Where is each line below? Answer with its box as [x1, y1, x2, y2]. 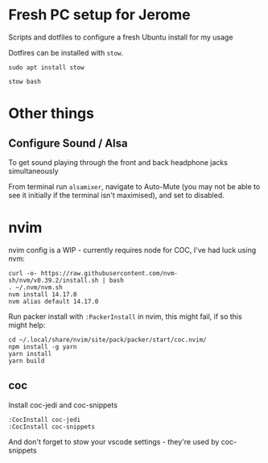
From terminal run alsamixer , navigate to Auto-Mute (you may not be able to [8, 181, 261, 191]
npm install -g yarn [8, 342, 78, 351]
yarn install [8, 349, 52, 358]
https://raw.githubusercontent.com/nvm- [40, 269, 179, 277]
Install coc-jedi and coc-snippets [8, 400, 118, 410]
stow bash [8, 77, 42, 85]
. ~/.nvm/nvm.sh [8, 283, 63, 291]
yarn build [8, 357, 45, 365]
